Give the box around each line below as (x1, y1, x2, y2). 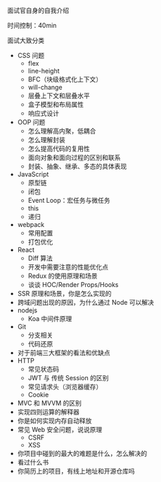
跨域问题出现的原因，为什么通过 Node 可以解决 (17, 298, 155, 306)
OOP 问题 (17, 118, 46, 126)
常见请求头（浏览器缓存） (27, 382, 103, 391)
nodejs (17, 306, 37, 315)
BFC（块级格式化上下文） (27, 75, 103, 83)
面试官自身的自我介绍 (7, 6, 69, 14)
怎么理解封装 (27, 136, 65, 143)
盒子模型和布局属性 (27, 100, 84, 108)
